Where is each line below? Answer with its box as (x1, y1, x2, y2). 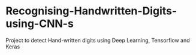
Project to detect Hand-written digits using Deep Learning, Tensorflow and (5, 36, 190, 44)
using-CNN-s (5, 17, 74, 30)
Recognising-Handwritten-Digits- (5, 4, 177, 18)
